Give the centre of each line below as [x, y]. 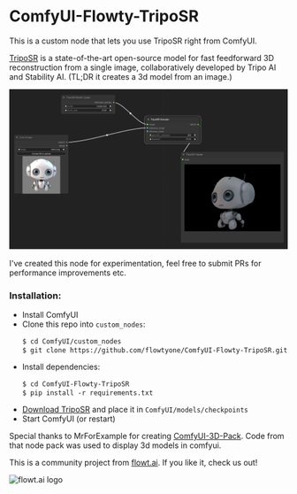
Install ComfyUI [50, 315]
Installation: [35, 296]
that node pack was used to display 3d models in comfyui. [115, 445]
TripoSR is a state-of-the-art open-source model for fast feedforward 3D [142, 58]
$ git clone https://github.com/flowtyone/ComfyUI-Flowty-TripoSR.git [155, 351]
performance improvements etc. [68, 273]
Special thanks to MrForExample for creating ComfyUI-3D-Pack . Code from [147, 436]
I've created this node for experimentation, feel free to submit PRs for [135, 263]
